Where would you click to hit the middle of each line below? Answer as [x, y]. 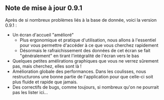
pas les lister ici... [30, 92]
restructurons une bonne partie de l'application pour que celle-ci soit [83, 76]
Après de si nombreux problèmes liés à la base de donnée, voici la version [81, 20]
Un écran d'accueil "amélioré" [43, 34]
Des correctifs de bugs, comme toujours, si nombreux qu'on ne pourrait [85, 87]
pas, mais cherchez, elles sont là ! [47, 66]
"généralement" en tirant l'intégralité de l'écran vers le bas [80, 56]
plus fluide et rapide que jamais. [45, 82]
